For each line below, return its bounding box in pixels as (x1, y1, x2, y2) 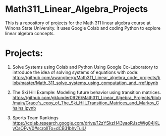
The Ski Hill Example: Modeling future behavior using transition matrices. (12, 89, 161, 95)
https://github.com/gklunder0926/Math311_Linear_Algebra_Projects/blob (12, 94, 161, 100)
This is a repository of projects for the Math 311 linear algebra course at (5, 20, 151, 26)
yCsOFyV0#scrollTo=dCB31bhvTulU (12, 125, 86, 131)
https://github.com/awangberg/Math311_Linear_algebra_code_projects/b (12, 74, 161, 80)
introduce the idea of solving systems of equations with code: (12, 69, 139, 75)
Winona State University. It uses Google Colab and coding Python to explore (5, 25, 161, 31)
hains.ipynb (12, 105, 36, 111)
